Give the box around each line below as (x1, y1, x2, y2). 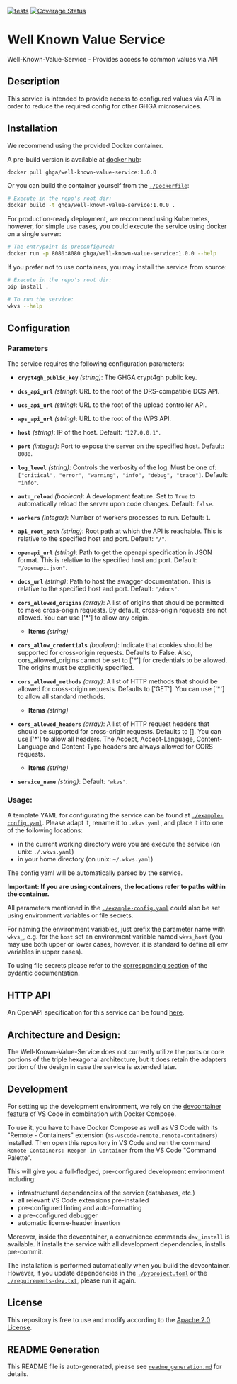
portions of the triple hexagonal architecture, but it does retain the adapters (7, 1055, 227, 1064)
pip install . (7, 283, 50, 290)
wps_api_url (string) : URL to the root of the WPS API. (17, 415, 172, 423)
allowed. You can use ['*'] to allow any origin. (17, 613, 150, 622)
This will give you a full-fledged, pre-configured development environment (7, 1167, 225, 1176)
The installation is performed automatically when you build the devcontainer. (7, 1261, 231, 1269)
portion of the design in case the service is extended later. (7, 1063, 178, 1071)
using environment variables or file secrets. (7, 911, 134, 920)
